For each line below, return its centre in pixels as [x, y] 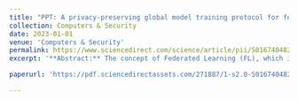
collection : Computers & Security [73, 26]
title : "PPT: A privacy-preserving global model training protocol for [144, 17]
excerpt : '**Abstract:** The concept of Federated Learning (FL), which [146, 58]
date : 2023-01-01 [41, 34]
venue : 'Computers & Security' [67, 42]
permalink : [29, 50]
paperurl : [27, 75]
